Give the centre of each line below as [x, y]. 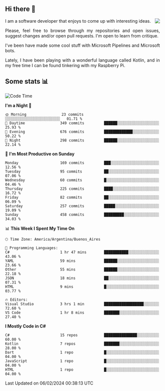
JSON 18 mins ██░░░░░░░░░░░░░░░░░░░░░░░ [82, 278]
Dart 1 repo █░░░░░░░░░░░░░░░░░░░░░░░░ [82, 352]
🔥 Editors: [16, 300]
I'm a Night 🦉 [18, 105]
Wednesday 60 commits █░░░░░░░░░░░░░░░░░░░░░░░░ [82, 180]
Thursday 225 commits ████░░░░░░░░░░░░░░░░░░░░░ [82, 189]
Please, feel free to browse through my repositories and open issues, [82, 31]
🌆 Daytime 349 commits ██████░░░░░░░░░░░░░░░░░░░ [82, 123]
